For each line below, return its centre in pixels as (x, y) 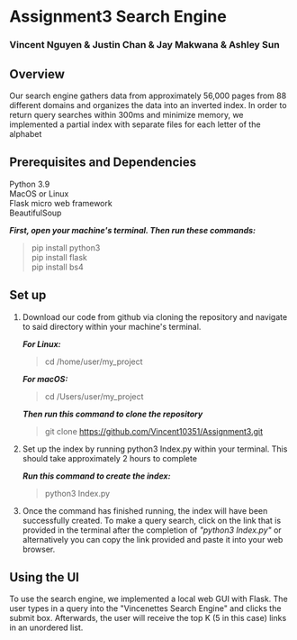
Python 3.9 (30, 184)
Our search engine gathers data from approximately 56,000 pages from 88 (148, 96)
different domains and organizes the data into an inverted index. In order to (148, 105)
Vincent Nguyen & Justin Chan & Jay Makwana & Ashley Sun (145, 45)
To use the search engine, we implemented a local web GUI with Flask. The (148, 599)
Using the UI (44, 577)
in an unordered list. (46, 627)
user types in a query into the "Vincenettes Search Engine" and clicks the (145, 608)
